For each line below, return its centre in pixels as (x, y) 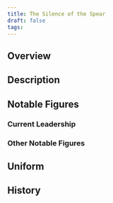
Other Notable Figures (46, 143)
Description (34, 80)
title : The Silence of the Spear (56, 14)
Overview (29, 56)
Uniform (26, 166)
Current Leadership (42, 124)
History (24, 191)
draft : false (26, 21)
